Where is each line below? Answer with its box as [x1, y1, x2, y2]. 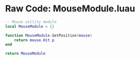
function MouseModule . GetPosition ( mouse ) [5, 33, 93, 38]
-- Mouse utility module [5, 19, 57, 24]
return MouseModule [5, 51, 46, 56]
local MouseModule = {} [5, 24, 55, 29]
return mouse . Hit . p [14, 38, 55, 43]
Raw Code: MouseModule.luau [5, 3, 136, 14]
